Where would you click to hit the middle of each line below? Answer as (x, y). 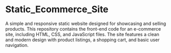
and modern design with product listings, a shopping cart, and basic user (82, 40)
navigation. (17, 45)
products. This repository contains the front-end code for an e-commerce (83, 29)
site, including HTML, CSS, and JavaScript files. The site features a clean (82, 34)
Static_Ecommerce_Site (57, 9)
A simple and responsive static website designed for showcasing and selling (86, 23)
